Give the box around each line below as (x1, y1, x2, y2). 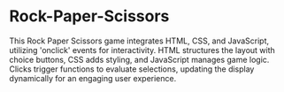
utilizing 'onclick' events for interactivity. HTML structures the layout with (9, 44, 276, 55)
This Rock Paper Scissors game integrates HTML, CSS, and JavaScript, (9, 35, 270, 46)
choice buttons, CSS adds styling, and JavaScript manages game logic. (9, 54, 270, 65)
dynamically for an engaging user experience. (9, 73, 177, 83)
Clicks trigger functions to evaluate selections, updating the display (9, 64, 255, 74)
